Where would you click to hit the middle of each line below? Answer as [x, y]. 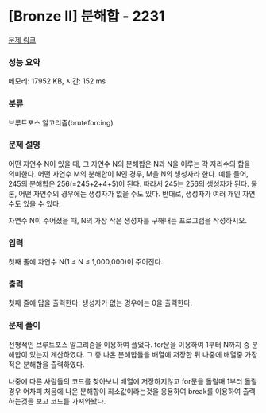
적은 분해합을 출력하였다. [46, 364]
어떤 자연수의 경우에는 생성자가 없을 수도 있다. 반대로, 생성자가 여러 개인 [129, 193]
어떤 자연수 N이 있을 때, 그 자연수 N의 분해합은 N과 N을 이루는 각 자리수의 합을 [129, 164]
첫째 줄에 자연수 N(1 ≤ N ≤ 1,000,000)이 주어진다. [86, 262]
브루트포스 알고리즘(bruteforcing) [61, 122]
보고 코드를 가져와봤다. [71, 401]
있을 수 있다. [42, 203]
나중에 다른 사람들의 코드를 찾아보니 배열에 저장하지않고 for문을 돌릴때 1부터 [125, 381]
